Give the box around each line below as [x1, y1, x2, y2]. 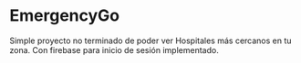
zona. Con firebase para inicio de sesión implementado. [9, 44, 219, 55]
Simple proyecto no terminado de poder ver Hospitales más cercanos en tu [9, 35, 292, 46]
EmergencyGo [9, 5, 120, 26]
